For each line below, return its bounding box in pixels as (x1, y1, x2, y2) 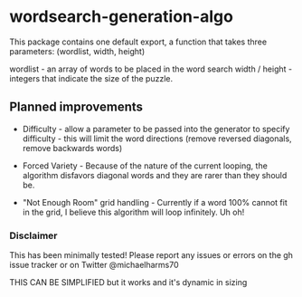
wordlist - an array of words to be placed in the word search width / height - (9, 63, 292, 74)
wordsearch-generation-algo (9, 6, 233, 27)
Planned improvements (9, 100, 143, 115)
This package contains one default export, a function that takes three (9, 36, 268, 47)
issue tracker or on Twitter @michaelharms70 (9, 260, 179, 271)
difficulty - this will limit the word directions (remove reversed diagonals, (22, 133, 292, 144)
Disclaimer (9, 229, 58, 242)
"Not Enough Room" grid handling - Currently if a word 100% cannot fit (22, 196, 288, 207)
